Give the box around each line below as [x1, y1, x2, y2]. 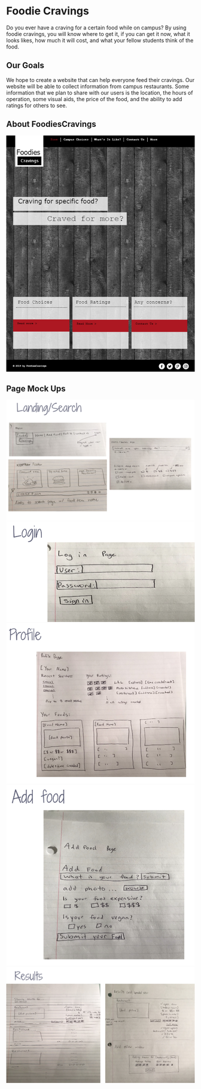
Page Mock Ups [6, 383, 66, 393]
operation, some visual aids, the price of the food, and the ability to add [6, 95, 182, 102]
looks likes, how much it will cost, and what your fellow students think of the [6, 37, 194, 44]
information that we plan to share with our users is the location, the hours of [6, 89, 193, 96]
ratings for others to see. [6, 102, 68, 109]
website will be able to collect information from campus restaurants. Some [6, 83, 190, 90]
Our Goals [6, 60, 45, 71]
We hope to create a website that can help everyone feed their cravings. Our [6, 76, 195, 83]
